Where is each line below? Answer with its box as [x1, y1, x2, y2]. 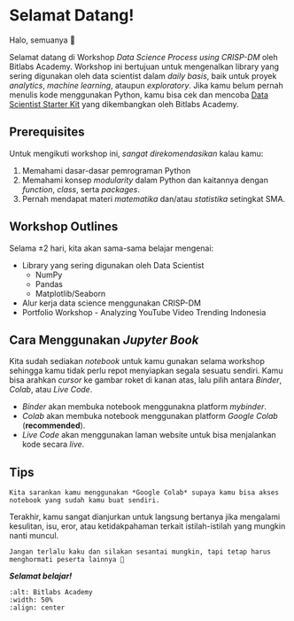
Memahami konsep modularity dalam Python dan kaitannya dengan [21, 175, 268, 185]
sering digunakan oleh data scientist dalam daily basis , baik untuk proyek [9, 70, 277, 81]
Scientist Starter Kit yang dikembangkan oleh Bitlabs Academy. [9, 98, 239, 109]
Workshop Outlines [9, 219, 119, 235]
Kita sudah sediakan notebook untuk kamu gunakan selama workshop [9, 356, 266, 367]
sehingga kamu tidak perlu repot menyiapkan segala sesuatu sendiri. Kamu [9, 365, 283, 376]
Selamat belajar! [9, 571, 73, 581]
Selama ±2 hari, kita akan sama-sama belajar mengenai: [9, 243, 214, 253]
